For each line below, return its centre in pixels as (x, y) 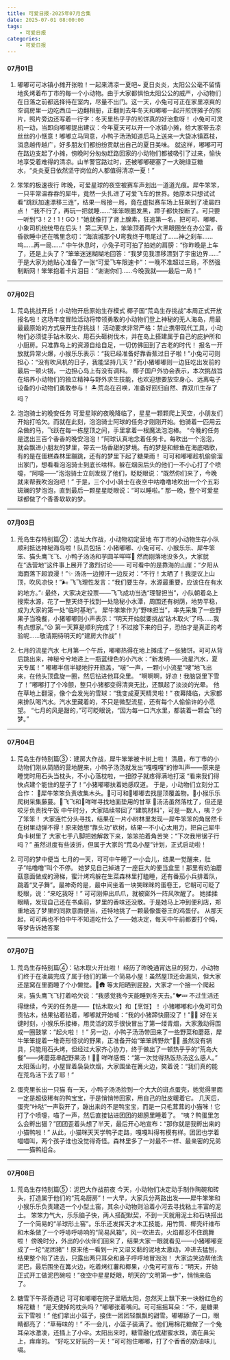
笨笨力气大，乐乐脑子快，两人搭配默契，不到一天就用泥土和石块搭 (124, 1215)
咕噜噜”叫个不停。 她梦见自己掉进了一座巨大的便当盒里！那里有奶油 (121, 867)
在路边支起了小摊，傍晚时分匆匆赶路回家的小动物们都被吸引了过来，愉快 (119, 153)
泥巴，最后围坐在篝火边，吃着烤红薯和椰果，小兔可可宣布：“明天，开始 (117, 1267)
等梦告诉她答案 (38, 928)
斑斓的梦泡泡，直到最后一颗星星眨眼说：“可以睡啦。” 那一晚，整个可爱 (115, 491)
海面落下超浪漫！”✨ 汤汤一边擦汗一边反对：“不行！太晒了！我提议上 (113, 573)
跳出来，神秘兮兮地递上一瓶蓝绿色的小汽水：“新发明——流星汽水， (117, 659)
